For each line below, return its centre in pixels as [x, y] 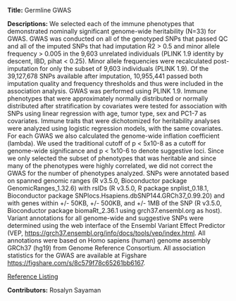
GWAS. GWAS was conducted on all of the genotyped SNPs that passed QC [118, 39]
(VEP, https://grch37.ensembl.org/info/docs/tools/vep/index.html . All [106, 233]
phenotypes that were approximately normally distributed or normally [108, 98]
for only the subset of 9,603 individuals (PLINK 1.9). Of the [124, 69]
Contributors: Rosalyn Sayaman [54, 290]
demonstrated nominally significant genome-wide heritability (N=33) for [112, 31]
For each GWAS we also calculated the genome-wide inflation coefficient [113, 136]
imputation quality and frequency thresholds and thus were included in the [115, 83]
